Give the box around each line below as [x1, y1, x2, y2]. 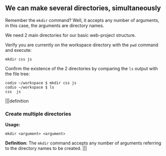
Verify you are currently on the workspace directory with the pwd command [5, 42, 159, 48]
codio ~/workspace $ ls [5, 85, 55, 90]
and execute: [5, 47, 32, 53]
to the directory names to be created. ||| [5, 146, 87, 152]
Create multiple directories [5, 110, 72, 117]
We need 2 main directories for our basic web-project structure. [5, 32, 136, 38]
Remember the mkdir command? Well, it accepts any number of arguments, [5, 17, 160, 23]
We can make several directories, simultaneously [5, 4, 161, 12]
